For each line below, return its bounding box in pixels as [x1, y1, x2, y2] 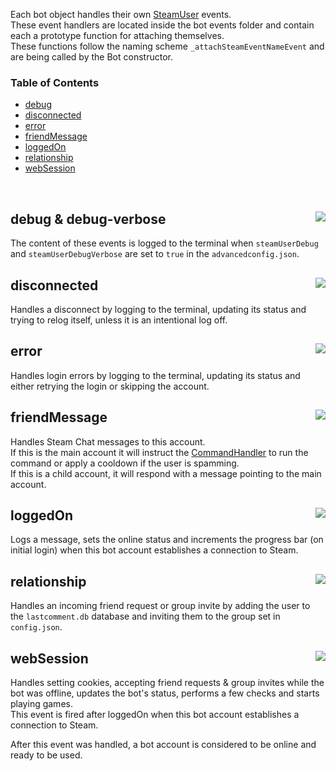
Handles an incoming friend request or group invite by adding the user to [10, 600, 311, 612]
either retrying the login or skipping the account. [10, 380, 210, 392]
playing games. [10, 697, 73, 709]
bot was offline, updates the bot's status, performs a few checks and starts [10, 687, 320, 699]
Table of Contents [10, 75, 100, 89]
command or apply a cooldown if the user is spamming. [10, 457, 240, 469]
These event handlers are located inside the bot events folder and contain [10, 19, 315, 31]
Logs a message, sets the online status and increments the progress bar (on [10, 534, 324, 546]
